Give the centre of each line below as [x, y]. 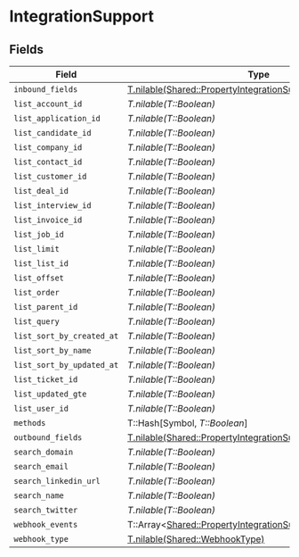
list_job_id [39, 234]
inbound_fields [46, 90]
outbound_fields [48, 438]
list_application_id [57, 118]
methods [30, 423]
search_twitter [46, 510]
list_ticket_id [46, 380]
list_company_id [48, 148]
